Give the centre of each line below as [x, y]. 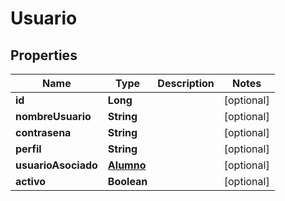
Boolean [127, 181]
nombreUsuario [53, 116]
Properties [44, 55]
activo [31, 181]
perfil [28, 149]
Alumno [127, 165]
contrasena [43, 132]
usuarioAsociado [56, 165]
